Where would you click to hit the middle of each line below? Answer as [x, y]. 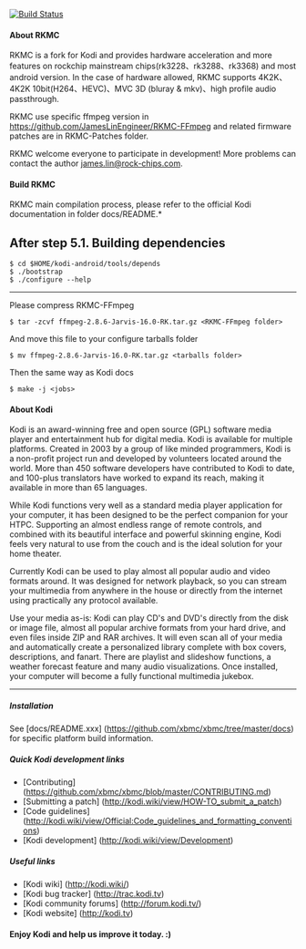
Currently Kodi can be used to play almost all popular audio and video [140, 572]
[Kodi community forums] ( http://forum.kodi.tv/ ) [112, 903]
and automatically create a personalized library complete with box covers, [148, 647]
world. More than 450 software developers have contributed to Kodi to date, [152, 469]
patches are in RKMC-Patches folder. [79, 136]
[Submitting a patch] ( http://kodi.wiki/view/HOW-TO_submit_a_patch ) [152, 801]
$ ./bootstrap [36, 272]
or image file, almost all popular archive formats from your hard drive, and [148, 628]
